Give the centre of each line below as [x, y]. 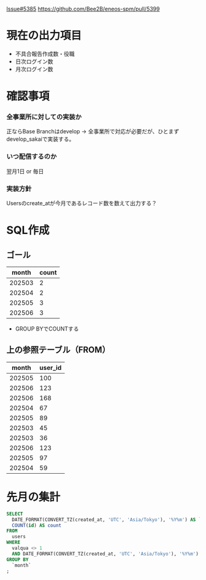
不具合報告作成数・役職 [45, 53]
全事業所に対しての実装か [44, 117]
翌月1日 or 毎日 [25, 171]
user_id [51, 367]
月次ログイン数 [34, 69]
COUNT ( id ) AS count [37, 525]
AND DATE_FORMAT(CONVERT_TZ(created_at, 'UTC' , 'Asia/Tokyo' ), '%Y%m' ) [105, 554]
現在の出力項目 [44, 36]
